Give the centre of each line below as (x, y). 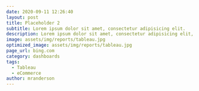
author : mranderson (30, 78)
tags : (13, 62)
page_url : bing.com (30, 51)
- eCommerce (27, 73)
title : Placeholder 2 (33, 23)
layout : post (22, 17)
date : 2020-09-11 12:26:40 (40, 12)
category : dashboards (33, 56)
